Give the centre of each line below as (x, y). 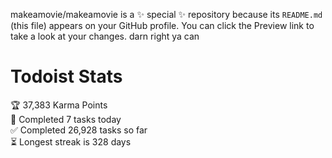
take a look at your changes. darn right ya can (105, 36)
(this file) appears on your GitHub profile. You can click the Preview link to (162, 25)
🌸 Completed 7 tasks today (66, 119)
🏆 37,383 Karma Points (59, 105)
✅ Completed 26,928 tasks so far (79, 130)
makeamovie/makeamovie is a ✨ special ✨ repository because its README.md (166, 14)
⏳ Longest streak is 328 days (71, 141)
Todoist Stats (66, 76)
